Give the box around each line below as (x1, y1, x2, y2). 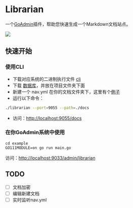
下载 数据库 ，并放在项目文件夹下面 (12, 82, 85, 88)
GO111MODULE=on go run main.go (5, 145, 71, 151)
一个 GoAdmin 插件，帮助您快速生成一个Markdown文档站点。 (5, 21, 131, 27)
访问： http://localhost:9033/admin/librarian (5, 155, 96, 161)
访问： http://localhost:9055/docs (12, 115, 82, 121)
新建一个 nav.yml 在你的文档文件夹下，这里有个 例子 (12, 88, 120, 95)
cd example (5, 141, 28, 146)
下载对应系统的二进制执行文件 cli (12, 76, 81, 82)
